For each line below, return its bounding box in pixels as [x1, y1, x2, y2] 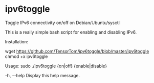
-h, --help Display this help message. [5, 72, 80, 78]
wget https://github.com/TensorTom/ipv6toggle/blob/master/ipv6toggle [5, 48, 149, 54]
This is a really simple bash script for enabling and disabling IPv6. [5, 29, 137, 35]
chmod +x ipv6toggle [5, 53, 48, 59]
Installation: [5, 38, 28, 45]
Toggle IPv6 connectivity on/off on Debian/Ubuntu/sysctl [5, 20, 120, 26]
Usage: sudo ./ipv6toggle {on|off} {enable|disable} [5, 63, 108, 69]
